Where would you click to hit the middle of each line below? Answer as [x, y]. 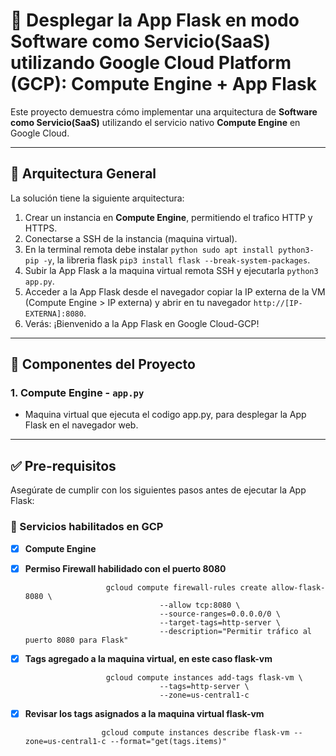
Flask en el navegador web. [81, 425]
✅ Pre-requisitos [63, 465]
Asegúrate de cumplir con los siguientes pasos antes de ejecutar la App [158, 490]
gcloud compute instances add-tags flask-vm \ [204, 677]
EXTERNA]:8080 [54, 314]
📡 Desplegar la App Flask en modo [155, 20]
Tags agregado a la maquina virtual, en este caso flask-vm [148, 658]
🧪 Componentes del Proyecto [103, 364]
